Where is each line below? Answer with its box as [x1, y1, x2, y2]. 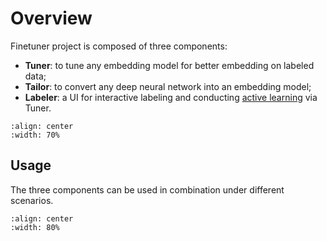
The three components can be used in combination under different [10, 183, 285, 196]
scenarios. [10, 194, 54, 206]
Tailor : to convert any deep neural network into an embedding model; [24, 80, 312, 92]
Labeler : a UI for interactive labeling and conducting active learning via [24, 91, 318, 103]
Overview [10, 7, 93, 30]
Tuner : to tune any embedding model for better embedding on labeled [24, 59, 315, 71]
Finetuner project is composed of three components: [10, 40, 228, 52]
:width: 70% [10, 130, 60, 140]
